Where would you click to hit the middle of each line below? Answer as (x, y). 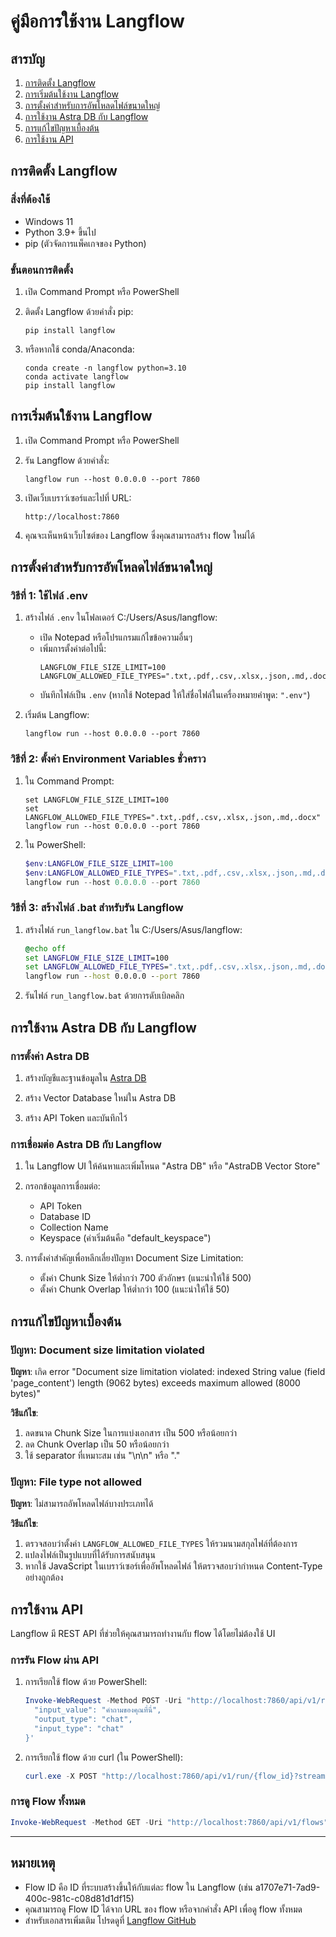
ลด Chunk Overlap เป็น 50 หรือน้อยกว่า (97, 1444)
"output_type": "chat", (83, 1720)
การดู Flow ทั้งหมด (48, 1802)
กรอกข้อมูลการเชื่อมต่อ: (62, 1186)
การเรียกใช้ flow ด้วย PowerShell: (86, 1682)
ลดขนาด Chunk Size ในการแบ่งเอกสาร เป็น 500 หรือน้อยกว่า (130, 1432)
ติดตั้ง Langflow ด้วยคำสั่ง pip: (79, 311)
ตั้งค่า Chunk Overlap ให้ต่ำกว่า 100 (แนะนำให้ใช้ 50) (134, 1289)
